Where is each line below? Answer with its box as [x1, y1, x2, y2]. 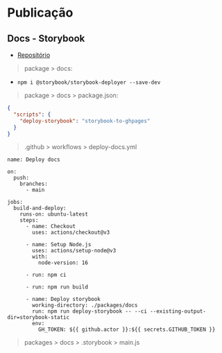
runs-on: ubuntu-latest [19, 211, 89, 218]
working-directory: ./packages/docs [32, 302, 138, 309]
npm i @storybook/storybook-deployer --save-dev [17, 79, 161, 86]
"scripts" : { [13, 111, 51, 118]
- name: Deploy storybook [25, 296, 101, 303]
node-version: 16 [37, 259, 89, 266]
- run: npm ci [25, 272, 67, 279]
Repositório [17, 51, 51, 59]
